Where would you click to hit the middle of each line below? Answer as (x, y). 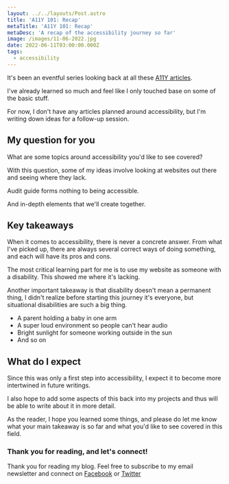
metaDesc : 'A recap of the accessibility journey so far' (92, 33)
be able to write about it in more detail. (62, 406)
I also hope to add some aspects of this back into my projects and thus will (112, 399)
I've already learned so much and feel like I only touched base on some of (111, 90)
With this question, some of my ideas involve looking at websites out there (112, 170)
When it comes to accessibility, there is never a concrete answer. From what (115, 242)
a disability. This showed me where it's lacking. (74, 277)
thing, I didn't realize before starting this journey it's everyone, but (100, 298)
